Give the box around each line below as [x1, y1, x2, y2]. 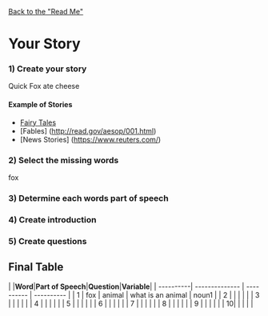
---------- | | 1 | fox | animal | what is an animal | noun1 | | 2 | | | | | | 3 [34, 290, 260, 299]
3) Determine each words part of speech [8, 192, 170, 203]
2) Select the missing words [8, 154, 119, 166]
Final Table [8, 260, 64, 274]
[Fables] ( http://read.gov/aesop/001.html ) [19, 126, 157, 135]
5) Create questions [8, 235, 87, 246]
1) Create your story [8, 63, 87, 74]
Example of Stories [8, 100, 73, 110]
